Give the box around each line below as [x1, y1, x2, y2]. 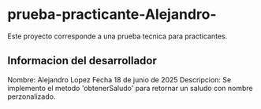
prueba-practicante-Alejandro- [7, 5, 218, 24]
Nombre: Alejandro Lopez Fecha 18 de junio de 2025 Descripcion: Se [7, 74, 232, 84]
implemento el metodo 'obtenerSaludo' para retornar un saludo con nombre [7, 83, 253, 93]
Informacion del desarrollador [7, 54, 157, 67]
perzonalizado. [7, 92, 56, 101]
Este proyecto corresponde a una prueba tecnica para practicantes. [7, 31, 228, 41]
